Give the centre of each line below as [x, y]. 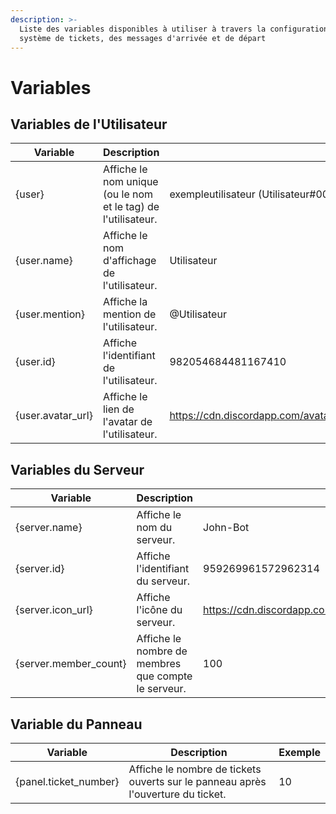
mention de [129, 314]
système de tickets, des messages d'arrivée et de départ [143, 38]
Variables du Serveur [77, 469]
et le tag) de [131, 207]
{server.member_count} [71, 664]
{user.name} [44, 261]
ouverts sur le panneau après [197, 781]
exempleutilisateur [212, 194]
